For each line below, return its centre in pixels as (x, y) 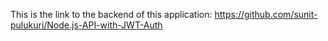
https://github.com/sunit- (266, 14)
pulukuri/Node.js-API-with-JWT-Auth (86, 25)
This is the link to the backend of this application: (111, 14)
